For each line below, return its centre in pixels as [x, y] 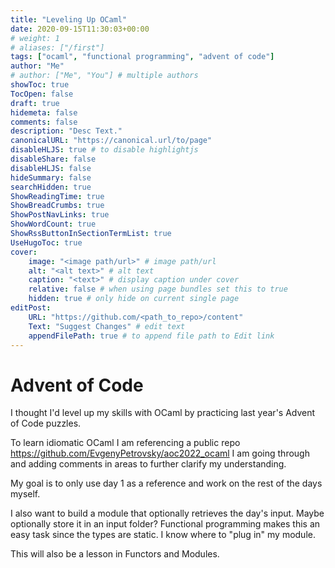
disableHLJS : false [51, 168]
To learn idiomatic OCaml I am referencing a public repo [125, 443]
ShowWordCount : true [53, 224]
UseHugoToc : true [46, 242]
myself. [25, 494]
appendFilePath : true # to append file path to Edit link [151, 336]
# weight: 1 [35, 38]
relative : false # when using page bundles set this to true [158, 289]
